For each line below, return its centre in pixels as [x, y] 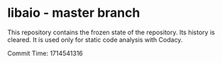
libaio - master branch [74, 13]
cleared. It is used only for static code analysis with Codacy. [95, 39]
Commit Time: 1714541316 [45, 53]
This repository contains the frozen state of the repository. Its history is [111, 32]
